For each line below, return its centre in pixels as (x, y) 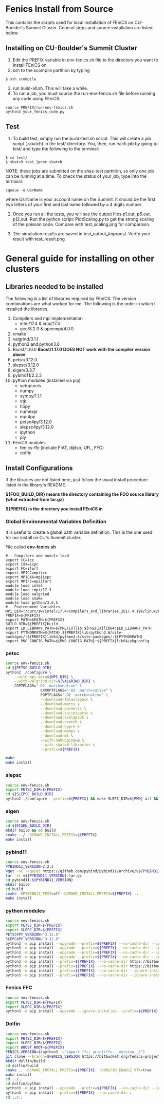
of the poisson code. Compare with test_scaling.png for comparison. (81, 224)
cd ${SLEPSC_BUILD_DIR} (30, 794)
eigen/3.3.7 (24, 370)
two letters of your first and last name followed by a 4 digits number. (74, 204)
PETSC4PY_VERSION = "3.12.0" (33, 934)
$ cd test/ (17, 158)
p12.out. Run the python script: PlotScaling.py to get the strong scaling (83, 219)
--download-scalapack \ (64, 718)
